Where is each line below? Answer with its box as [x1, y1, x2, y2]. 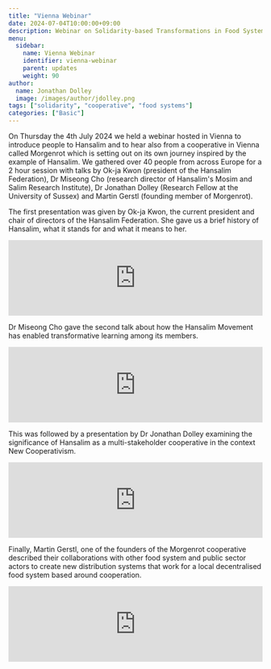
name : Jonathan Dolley [15, 86, 92, 95]
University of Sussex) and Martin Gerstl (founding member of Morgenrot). [8, 191, 253, 201]
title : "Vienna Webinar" [8, 11, 92, 20]
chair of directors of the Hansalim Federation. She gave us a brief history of [8, 215, 260, 225]
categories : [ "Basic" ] [8, 110, 85, 118]
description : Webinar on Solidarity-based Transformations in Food [8, 27, 240, 35]
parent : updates [23, 64, 78, 73]
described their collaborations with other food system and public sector [8, 553, 247, 563]
